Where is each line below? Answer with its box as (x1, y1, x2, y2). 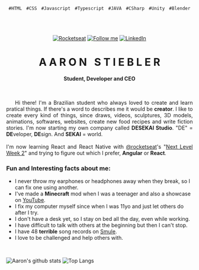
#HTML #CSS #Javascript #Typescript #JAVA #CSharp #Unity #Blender (8, 5, 191, 11)
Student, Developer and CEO (63, 75, 136, 82)
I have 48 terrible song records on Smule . (14, 228, 117, 235)
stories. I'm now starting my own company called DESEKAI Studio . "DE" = (6, 124, 193, 131)
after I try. (14, 209, 39, 216)
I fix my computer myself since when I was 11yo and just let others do (14, 203, 184, 210)
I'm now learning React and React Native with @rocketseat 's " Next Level (6, 143, 194, 150)
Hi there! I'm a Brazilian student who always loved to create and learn (14, 99, 193, 106)
